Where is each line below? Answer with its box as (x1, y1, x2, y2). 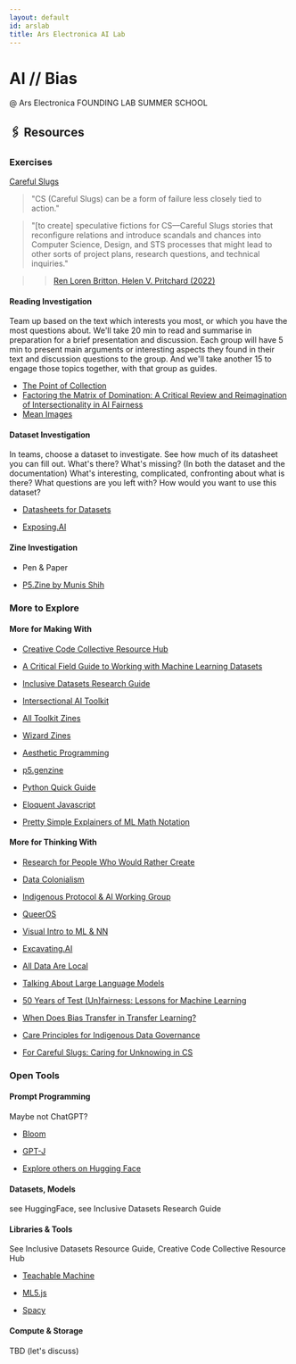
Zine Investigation (9, 542, 78, 553)
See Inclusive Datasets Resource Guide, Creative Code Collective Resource (9, 1243, 287, 1254)
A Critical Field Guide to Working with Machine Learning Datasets (21, 661, 263, 671)
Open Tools (9, 1069, 61, 1081)
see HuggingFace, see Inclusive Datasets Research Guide (9, 1203, 221, 1214)
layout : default (9, 12, 70, 22)
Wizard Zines (21, 729, 71, 741)
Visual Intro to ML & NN (21, 926, 109, 936)
